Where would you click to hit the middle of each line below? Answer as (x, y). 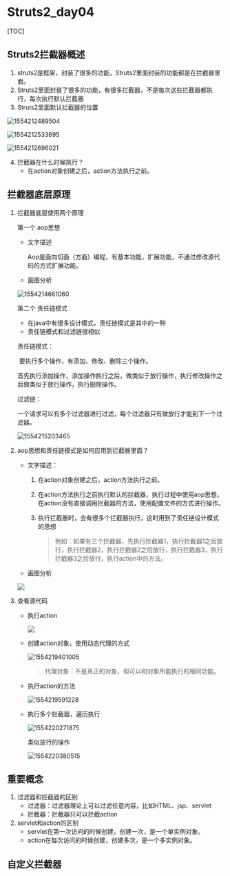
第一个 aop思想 (39, 227)
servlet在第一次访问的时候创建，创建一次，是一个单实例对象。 (116, 832)
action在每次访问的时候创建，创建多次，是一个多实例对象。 (112, 840)
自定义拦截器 (34, 864)
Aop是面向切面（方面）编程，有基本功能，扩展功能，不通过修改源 (121, 257)
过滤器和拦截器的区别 (47, 797)
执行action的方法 (51, 686)
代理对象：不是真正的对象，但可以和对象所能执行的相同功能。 (132, 671)
